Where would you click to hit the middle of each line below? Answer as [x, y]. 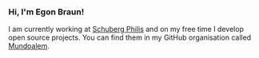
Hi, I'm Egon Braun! [46, 12]
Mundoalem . [29, 46]
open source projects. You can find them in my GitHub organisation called [130, 37]
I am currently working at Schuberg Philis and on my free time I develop [126, 29]
